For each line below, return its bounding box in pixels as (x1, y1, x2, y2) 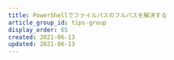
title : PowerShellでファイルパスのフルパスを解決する (8, 11, 167, 19)
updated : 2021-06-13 (8, 41, 76, 48)
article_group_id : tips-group (8, 19, 107, 26)
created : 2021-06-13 (8, 33, 76, 41)
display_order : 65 (8, 26, 68, 34)
